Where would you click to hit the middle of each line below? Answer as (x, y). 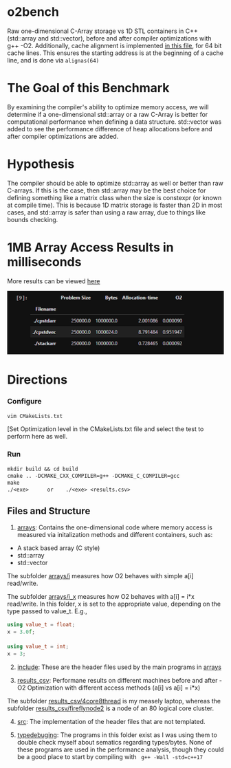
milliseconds (44, 262)
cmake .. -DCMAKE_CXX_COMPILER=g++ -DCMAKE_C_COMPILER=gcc (93, 476)
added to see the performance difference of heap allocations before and (110, 129)
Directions (37, 380)
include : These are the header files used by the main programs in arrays (119, 667)
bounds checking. (33, 219)
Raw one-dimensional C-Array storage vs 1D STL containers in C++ (102, 31)
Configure (24, 401)
